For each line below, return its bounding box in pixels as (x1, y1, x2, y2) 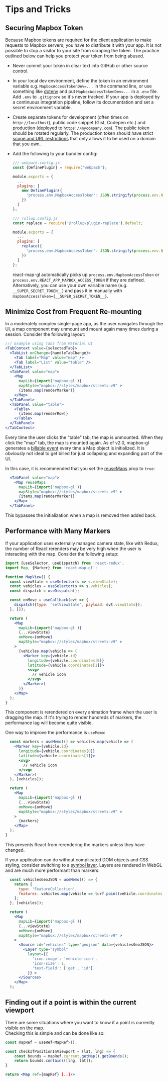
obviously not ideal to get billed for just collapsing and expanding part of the (5, 450, 163, 456)
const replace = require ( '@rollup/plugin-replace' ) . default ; (12, 220, 143, 226)
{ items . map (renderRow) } (18, 411, 69, 416)
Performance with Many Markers (5, 527, 111, 535)
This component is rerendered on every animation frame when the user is (5, 709, 157, 715)
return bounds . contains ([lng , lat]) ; (14, 1058, 93, 1063)
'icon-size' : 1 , (32, 961, 66, 966)
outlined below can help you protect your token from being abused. (5, 53, 144, 59)
